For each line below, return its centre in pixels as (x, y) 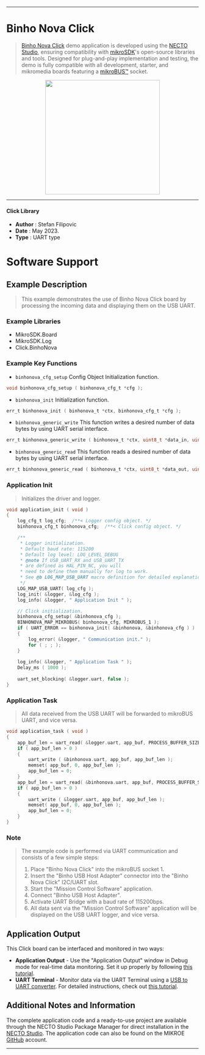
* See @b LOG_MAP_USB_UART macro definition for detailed (95, 577)
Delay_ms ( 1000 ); (42, 668)
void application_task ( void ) (47, 732)
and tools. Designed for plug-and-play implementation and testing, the (110, 58)
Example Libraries (34, 322)
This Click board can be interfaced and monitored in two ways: (85, 949)
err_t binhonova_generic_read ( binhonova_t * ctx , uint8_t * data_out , (98, 470)
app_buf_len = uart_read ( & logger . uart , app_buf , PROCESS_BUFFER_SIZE (109, 743)
